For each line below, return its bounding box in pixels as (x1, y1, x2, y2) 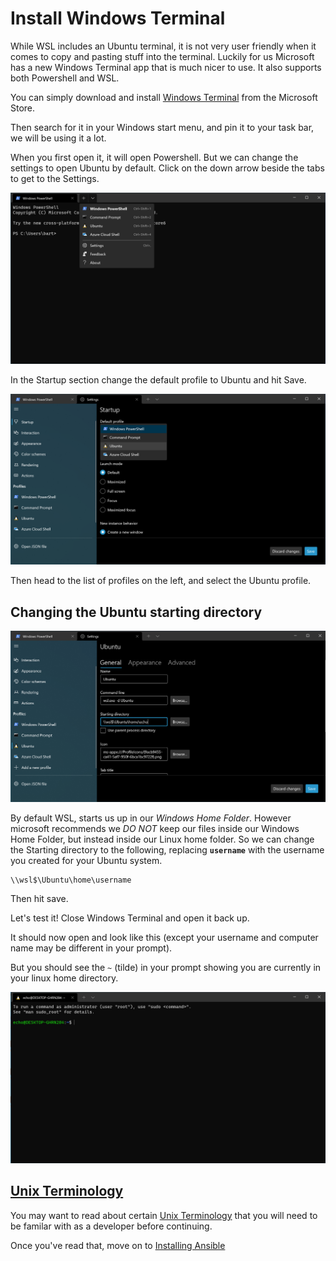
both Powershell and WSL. (10, 72, 120, 84)
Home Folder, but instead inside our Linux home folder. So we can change (10, 833, 315, 846)
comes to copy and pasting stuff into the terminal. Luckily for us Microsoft (10, 50, 315, 62)
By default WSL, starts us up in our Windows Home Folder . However (10, 812, 292, 824)
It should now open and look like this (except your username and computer (10, 932, 319, 944)
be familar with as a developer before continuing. (10, 1220, 213, 1232)
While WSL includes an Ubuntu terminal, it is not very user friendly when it (10, 40, 317, 52)
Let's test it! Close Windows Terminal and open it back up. (10, 912, 250, 924)
